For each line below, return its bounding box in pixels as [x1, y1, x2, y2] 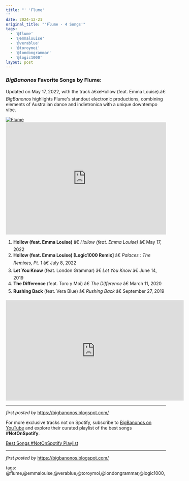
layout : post [6, 60, 34, 65]
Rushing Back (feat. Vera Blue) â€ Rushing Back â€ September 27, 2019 [13, 288, 165, 294]
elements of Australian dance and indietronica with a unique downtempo [6, 101, 158, 107]
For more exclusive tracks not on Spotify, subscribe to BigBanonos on [6, 419, 152, 425]
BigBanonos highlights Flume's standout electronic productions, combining [6, 95, 163, 102]
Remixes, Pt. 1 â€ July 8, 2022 [13, 260, 77, 266]
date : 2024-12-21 [6, 17, 43, 22]
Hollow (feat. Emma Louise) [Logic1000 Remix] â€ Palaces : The [13, 252, 151, 258]
